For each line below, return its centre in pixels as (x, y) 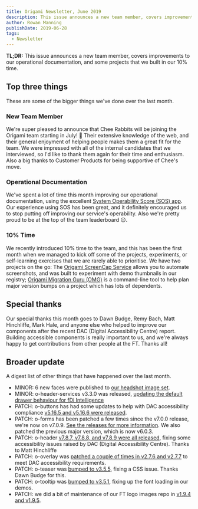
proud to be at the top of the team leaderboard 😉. (67, 220)
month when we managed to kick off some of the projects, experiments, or (97, 254)
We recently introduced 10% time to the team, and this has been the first (94, 248)
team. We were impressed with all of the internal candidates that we (88, 148)
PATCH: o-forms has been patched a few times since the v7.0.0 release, (102, 419)
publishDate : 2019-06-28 (37, 28)
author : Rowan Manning (34, 22)
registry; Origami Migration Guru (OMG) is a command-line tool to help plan (98, 279)
